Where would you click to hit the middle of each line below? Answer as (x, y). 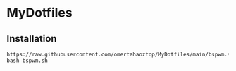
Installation (32, 39)
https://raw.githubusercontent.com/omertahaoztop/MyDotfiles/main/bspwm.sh (120, 54)
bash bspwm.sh (27, 61)
